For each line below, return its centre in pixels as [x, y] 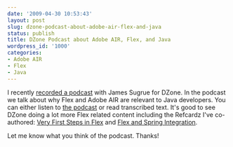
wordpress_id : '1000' [39, 46]
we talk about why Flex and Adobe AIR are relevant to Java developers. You [116, 99]
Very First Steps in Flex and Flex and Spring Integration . [117, 122]
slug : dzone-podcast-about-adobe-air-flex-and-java [84, 27]
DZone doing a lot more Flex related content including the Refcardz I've [111, 114]
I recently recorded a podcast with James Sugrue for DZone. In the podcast [116, 92]
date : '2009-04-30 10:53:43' [50, 14]
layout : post [26, 20]
